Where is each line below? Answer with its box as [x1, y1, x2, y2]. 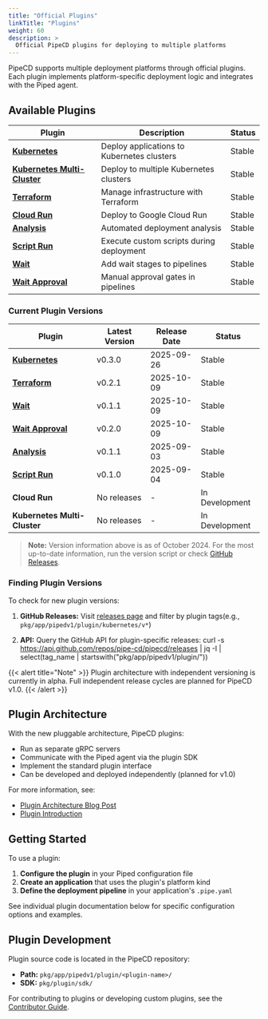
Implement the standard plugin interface [19, 761, 152, 771]
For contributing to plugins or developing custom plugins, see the [8, 993, 223, 1003]
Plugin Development [8, 933, 112, 946]
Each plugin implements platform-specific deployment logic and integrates [8, 72, 254, 81]
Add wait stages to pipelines [100, 258, 207, 269]
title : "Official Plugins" [8, 11, 98, 20]
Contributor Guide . [8, 1001, 70, 1011]
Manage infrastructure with [100, 186, 203, 197]
